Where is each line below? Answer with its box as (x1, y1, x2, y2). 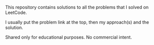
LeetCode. (5, 9, 27, 15)
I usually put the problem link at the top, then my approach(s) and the (5, 19, 149, 25)
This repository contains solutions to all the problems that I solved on (5, 4, 149, 10)
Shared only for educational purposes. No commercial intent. (5, 34, 132, 40)
